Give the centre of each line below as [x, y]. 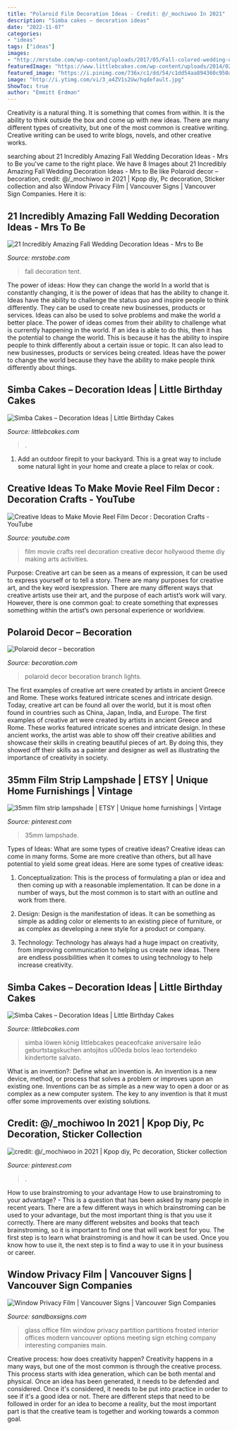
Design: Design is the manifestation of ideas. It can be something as [116, 914]
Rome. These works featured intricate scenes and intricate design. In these [116, 728]
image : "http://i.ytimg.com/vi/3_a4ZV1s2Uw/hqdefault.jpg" [96, 79]
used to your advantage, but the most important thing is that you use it [110, 1215]
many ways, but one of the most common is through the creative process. [115, 1366]
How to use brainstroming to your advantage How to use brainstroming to [114, 1192]
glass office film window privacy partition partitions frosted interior [121, 1330]
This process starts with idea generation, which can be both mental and [111, 1374]
